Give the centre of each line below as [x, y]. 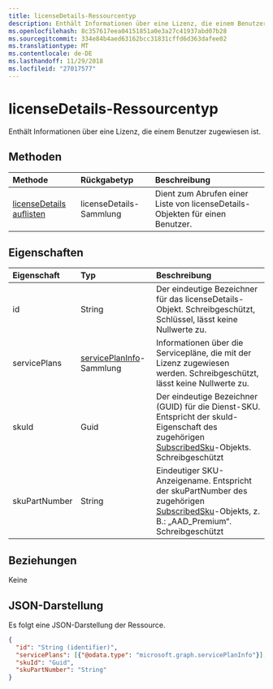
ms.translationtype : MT [49, 46]
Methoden [35, 157]
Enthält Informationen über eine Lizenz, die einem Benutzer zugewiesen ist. [135, 131]
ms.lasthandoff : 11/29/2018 [56, 62]
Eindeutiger [178, 471]
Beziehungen [43, 560]
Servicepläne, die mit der [204, 353]
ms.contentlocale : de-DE [50, 54]
